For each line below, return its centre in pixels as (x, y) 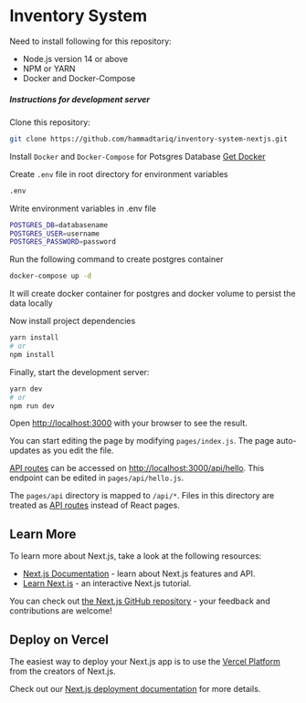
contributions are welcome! (61, 611)
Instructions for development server (80, 99)
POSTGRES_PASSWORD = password (63, 242)
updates (25, 451)
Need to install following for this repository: (90, 41)
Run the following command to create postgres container (116, 259)
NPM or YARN (49, 68)
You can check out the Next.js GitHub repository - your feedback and (140, 601)
